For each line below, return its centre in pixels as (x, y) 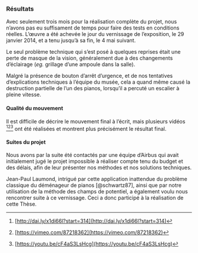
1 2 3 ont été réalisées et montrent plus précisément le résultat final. (86, 128)
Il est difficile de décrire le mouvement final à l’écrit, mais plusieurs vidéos (96, 121)
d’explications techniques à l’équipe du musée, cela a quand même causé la (98, 82)
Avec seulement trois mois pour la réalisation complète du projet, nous (92, 22)
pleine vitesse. (24, 95)
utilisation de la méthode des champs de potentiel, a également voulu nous (97, 192)
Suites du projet (26, 142)
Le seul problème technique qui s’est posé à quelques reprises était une (93, 52)
